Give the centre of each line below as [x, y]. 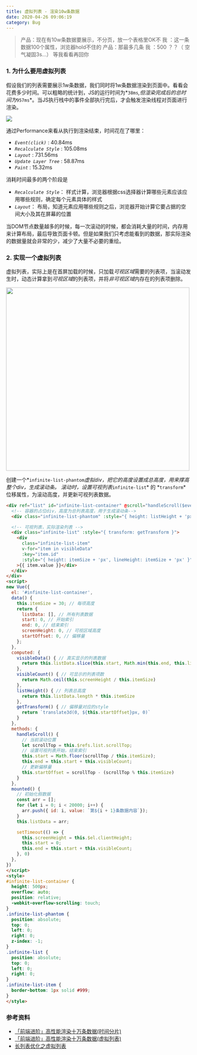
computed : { [26, 652]
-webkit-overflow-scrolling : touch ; [56, 903]
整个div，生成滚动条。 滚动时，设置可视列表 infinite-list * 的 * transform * [96, 487]
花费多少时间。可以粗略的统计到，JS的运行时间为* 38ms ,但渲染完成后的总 [94, 92]
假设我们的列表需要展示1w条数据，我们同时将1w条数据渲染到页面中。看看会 [97, 85]
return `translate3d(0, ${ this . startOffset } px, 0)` [86, 713]
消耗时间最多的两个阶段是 [37, 179]
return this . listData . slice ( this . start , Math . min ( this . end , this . [104, 664]
